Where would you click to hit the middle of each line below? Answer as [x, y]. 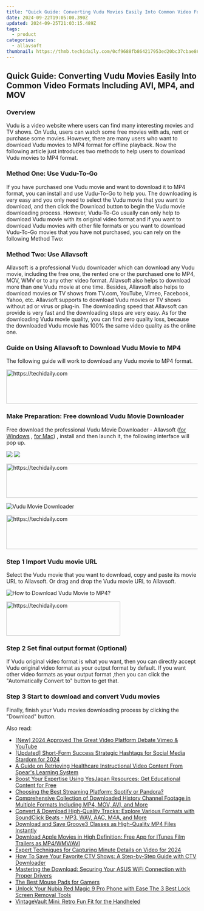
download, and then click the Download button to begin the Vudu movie [96, 206]
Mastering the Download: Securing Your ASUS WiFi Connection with [100, 869]
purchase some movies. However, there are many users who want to [92, 139]
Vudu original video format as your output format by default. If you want [96, 668]
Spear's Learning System [47, 772]
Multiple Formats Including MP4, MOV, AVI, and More [81, 804]
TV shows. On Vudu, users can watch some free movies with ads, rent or [98, 132]
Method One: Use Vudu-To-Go [52, 174]
